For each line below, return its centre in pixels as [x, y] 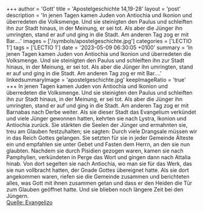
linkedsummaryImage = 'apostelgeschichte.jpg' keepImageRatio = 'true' [96, 80]
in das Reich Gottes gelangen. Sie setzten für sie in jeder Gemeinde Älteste [100, 138]
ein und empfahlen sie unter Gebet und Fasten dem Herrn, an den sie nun [98, 144]
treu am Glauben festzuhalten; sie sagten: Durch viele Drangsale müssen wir [102, 131]
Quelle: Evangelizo [29, 202]
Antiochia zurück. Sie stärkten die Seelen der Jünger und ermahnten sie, [97, 125]
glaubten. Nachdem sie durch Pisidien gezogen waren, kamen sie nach [95, 151]
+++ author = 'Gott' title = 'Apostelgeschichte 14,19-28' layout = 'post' [93, 9]
